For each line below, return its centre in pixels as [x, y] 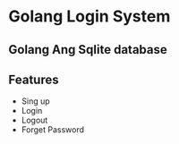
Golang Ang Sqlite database [88, 50]
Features [34, 79]
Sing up [35, 101]
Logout [34, 120]
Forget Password [52, 130]
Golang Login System [89, 17]
